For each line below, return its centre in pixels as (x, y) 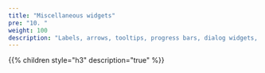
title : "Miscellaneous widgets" (62, 15)
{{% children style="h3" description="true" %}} (86, 60)
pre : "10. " (28, 23)
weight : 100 (28, 30)
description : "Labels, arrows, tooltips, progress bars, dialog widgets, (133, 38)
